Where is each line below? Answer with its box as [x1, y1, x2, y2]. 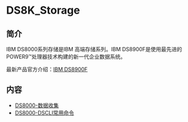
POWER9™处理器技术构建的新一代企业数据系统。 [6, 53, 127, 60]
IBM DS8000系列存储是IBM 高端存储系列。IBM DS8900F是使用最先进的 [6, 46, 183, 52]
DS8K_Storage [6, 4, 81, 17]
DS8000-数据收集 [14, 102, 59, 109]
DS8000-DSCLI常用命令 [14, 109, 75, 116]
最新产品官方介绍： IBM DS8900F [6, 66, 88, 73]
